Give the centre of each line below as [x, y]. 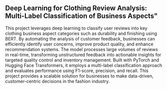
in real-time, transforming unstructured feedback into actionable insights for [83, 54]
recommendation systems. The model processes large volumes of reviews [82, 49]
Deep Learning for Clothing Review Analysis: [76, 8]
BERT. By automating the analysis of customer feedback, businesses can [80, 38]
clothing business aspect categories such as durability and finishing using [81, 33]
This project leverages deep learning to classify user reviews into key [76, 28]
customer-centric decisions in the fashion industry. [58, 81]
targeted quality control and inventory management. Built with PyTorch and [82, 60]
